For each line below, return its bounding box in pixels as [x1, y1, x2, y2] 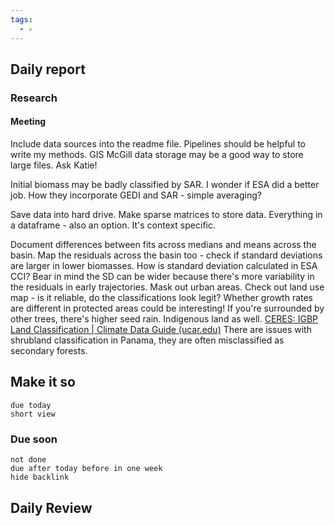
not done [10, 455, 47, 465]
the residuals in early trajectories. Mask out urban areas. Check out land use [10, 281, 325, 293]
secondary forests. [10, 345, 88, 357]
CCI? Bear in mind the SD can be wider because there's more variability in [10, 271, 315, 283]
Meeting [10, 116, 47, 128]
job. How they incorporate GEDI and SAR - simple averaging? [10, 189, 262, 201]
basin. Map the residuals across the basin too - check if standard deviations [10, 249, 323, 261]
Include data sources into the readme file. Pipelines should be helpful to [10, 138, 307, 150]
